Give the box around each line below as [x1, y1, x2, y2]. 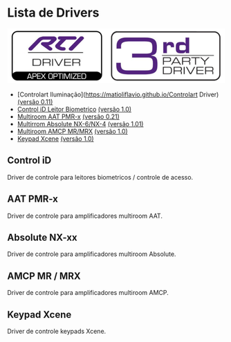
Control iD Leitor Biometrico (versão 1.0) [17, 105, 132, 113]
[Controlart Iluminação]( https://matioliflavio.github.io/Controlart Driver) [17, 90, 219, 99]
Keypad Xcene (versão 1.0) [17, 134, 95, 143]
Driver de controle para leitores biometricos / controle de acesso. [7, 173, 194, 181]
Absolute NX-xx [7, 231, 77, 243]
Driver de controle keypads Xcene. [7, 327, 107, 335]
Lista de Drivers [7, 5, 100, 21]
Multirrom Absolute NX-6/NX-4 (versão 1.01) [17, 119, 144, 128]
